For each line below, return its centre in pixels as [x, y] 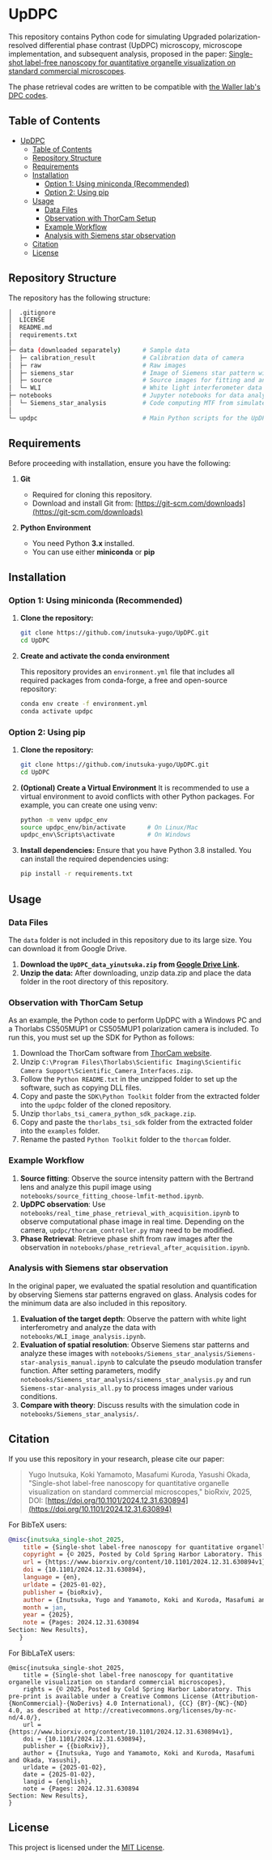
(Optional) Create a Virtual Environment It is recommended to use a [134, 787]
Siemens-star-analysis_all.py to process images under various [127, 1388]
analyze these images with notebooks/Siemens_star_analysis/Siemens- [138, 1353]
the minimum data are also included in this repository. [98, 1302]
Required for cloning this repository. [92, 494]
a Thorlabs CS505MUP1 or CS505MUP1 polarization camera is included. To [134, 1029]
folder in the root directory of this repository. [94, 981]
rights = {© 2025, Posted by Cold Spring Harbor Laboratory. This [137, 1689]
